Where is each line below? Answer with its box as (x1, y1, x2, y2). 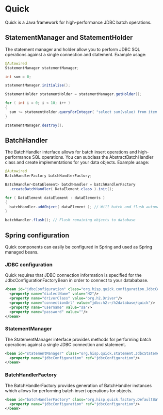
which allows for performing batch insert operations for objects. (5, 387, 133, 394)
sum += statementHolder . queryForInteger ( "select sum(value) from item (9, 109, 158, 115)
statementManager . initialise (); (5, 83, 70, 88)
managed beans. (5, 249, 39, 255)
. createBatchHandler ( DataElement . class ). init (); (9, 186, 114, 191)
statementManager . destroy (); (5, 123, 64, 128)
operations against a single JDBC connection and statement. (5, 341, 126, 348)
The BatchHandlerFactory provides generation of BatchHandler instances (5, 382, 152, 388)
